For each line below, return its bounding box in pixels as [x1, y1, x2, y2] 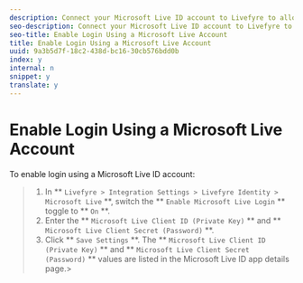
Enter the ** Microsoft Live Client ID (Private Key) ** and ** [44, 214, 281, 226]
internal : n [9, 64, 54, 73]
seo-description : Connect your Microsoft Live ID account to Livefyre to [9, 22, 293, 31]
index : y [9, 55, 42, 64]
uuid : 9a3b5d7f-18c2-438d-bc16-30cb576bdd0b [9, 47, 179, 56]
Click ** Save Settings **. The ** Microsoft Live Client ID [44, 234, 266, 245]
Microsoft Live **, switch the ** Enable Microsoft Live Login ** [44, 195, 286, 206]
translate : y [9, 80, 59, 90]
